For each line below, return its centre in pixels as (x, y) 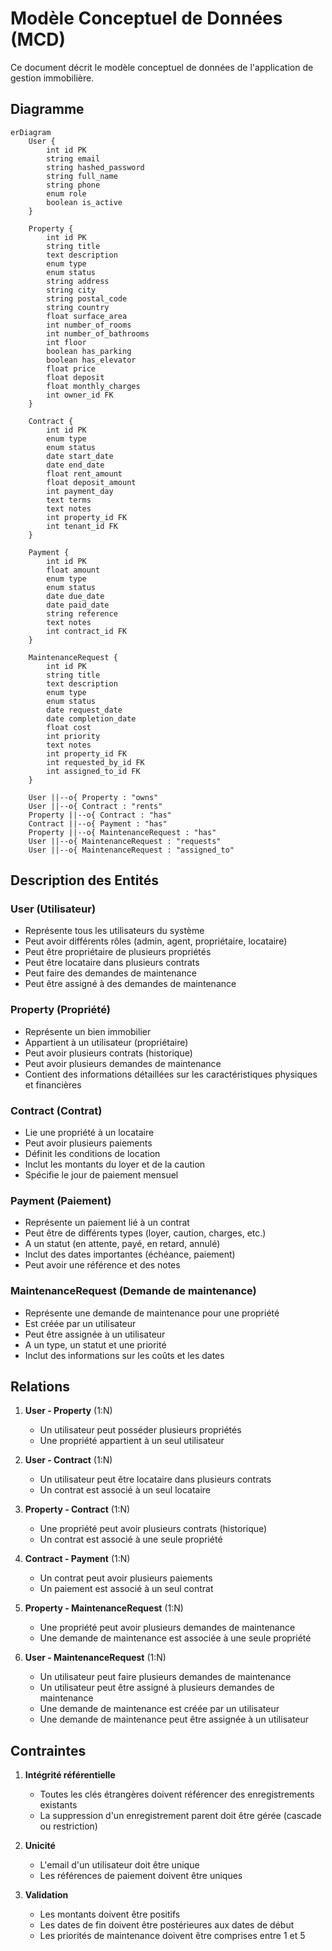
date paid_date (78, 605)
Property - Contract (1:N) (77, 1509)
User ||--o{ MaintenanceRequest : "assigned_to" (131, 850)
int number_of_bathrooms (98, 333)
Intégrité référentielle (70, 1775)
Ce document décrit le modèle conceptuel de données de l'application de (162, 67)
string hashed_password (95, 167)
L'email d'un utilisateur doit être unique (119, 1865)
